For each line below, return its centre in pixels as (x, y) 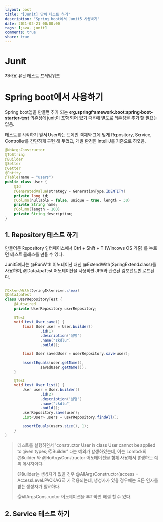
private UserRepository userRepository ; (56, 309)
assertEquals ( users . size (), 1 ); (56, 426)
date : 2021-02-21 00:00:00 (33, 23)
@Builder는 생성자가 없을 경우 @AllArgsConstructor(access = (78, 474)
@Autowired (25, 304)
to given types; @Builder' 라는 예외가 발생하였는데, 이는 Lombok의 (82, 451)
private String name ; (36, 205)
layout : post (18, 10)
